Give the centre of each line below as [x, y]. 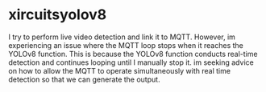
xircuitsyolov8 [58, 15]
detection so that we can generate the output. [84, 79]
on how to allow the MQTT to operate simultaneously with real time [120, 70]
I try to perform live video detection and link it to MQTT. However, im [122, 37]
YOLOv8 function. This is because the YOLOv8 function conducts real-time [133, 54]
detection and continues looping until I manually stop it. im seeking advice [131, 62]
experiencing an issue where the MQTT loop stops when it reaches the [126, 45]
